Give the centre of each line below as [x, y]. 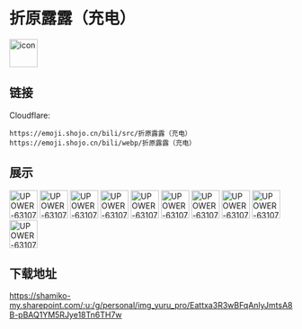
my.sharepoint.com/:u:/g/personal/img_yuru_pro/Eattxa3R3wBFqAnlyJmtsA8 [151, 306]
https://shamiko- [40, 296]
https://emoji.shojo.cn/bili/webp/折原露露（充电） [102, 143]
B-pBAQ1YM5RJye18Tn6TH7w [66, 315]
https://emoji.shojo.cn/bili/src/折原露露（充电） [101, 133]
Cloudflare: [30, 115]
